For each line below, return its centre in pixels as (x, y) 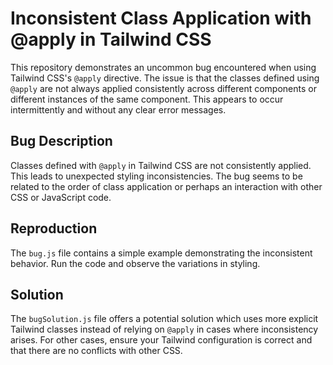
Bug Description (61, 141)
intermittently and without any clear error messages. (118, 109)
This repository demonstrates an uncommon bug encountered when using (163, 67)
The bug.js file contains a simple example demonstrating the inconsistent (161, 253)
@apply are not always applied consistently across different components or (163, 88)
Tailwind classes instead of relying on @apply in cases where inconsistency (164, 329)
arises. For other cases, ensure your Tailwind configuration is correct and (161, 340)
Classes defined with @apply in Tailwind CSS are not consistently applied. (161, 165)
